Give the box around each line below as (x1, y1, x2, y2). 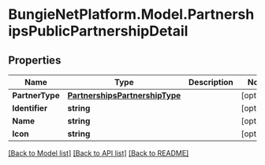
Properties (8, 53, 62, 67)
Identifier (12, 103, 48, 113)
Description (188, 77, 234, 87)
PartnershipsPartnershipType (67, 90, 181, 101)
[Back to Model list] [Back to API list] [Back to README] (8, 148, 189, 158)
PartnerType (12, 90, 61, 101)
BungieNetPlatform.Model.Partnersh (8, 5, 255, 24)
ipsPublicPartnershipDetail (8, 22, 188, 40)
